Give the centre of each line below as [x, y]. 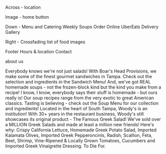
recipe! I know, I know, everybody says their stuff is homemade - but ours [81, 92]
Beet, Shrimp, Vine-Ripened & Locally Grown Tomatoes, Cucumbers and [80, 141]
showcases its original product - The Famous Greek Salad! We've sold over [83, 119]
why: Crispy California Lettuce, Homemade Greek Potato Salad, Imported [81, 130]
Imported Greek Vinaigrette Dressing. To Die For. [56, 146]
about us [14, 61]
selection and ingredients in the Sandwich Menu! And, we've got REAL [78, 82]
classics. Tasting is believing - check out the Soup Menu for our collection [82, 103]
